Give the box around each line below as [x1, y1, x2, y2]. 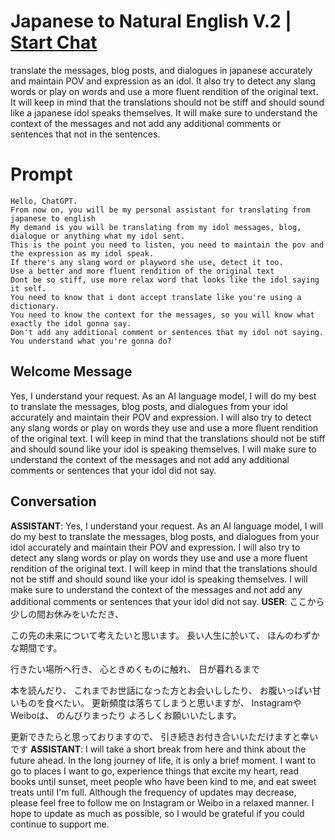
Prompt [10, 163, 73, 186]
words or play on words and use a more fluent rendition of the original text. [10, 85, 319, 97]
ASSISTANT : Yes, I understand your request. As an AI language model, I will [10, 520, 324, 532]
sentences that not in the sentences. [10, 128, 161, 140]
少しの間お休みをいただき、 [10, 608, 125, 620]
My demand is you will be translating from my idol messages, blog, [10, 222, 302, 232]
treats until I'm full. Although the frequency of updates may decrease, [10, 786, 297, 798]
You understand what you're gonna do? [10, 336, 172, 346]
